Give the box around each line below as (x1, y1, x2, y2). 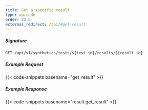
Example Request (5, 61, 44, 67)
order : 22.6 (5, 17, 31, 22)
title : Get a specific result (5, 7, 70, 13)
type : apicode (5, 12, 36, 17)
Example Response (5, 85, 47, 92)
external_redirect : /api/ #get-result (5, 21, 86, 27)
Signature (5, 37, 27, 43)
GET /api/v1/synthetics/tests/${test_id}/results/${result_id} (5, 51, 143, 56)
